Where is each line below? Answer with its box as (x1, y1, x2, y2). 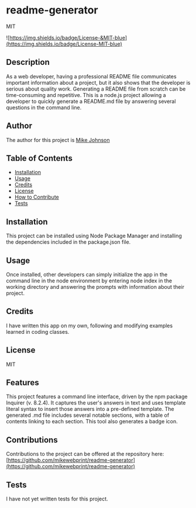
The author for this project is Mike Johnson (6, 136, 110, 143)
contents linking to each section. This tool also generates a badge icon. (6, 418, 178, 425)
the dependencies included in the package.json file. (6, 239, 131, 246)
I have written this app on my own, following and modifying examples (6, 322, 173, 329)
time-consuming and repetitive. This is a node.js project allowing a (6, 91, 166, 98)
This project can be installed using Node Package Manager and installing (6, 232, 183, 240)
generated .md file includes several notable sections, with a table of (6, 412, 170, 419)
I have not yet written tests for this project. (6, 495, 108, 503)
